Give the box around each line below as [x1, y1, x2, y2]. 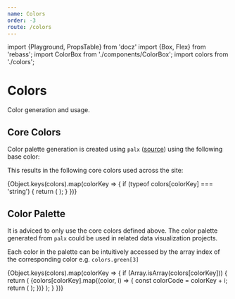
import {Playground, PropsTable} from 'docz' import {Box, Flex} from [7, 43, 206, 51]
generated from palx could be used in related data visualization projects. [7, 233, 218, 242]
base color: [7, 152, 40, 161]
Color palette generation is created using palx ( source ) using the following [7, 145, 223, 154]
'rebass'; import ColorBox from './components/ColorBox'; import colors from [7, 50, 229, 59]
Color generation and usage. [7, 106, 90, 114]
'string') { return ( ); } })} [7, 188, 77, 196]
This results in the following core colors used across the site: [7, 166, 184, 175]
